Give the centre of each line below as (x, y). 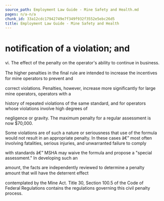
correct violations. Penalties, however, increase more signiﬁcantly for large (80, 88)
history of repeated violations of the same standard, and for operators (75, 103)
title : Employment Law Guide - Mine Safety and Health (62, 23)
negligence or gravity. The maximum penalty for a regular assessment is (78, 118)
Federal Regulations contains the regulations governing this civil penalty (78, 188)
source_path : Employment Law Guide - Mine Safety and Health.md (72, 10)
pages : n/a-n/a (21, 14)
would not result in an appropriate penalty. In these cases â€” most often (79, 138)
